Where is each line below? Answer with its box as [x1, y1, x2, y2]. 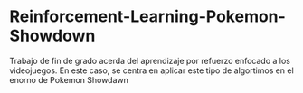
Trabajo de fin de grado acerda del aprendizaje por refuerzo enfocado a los [9, 55, 291, 66]
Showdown [9, 25, 96, 46]
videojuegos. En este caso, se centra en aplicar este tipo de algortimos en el [9, 65, 294, 76]
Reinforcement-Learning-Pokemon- [9, 6, 287, 27]
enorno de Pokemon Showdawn [9, 74, 129, 85]
